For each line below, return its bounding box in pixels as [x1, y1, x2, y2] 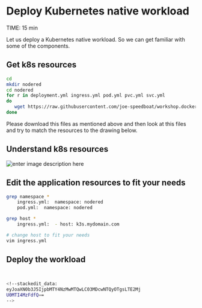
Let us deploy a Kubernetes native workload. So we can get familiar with [6, 36, 185, 43]
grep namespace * [6, 193, 50, 200]
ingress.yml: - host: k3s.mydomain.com [17, 221, 120, 227]
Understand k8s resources [6, 144, 109, 154]
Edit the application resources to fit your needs [6, 178, 186, 188]
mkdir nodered [6, 81, 42, 87]
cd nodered [6, 87, 34, 93]
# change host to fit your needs [6, 232, 90, 238]
